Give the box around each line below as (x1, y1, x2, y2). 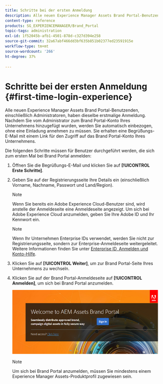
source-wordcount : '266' (5, 49, 55, 54)
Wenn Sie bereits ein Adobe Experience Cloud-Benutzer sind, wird (12, 201, 145, 207)
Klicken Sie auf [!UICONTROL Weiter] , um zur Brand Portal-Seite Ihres (12, 261, 153, 267)
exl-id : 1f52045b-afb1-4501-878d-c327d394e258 (5, 34, 101, 38)
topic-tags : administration (5, 28, 62, 34)
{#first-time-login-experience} (5, 91, 132, 102)
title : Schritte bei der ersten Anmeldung (5, 8, 92, 13)
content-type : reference (5, 18, 55, 23)
